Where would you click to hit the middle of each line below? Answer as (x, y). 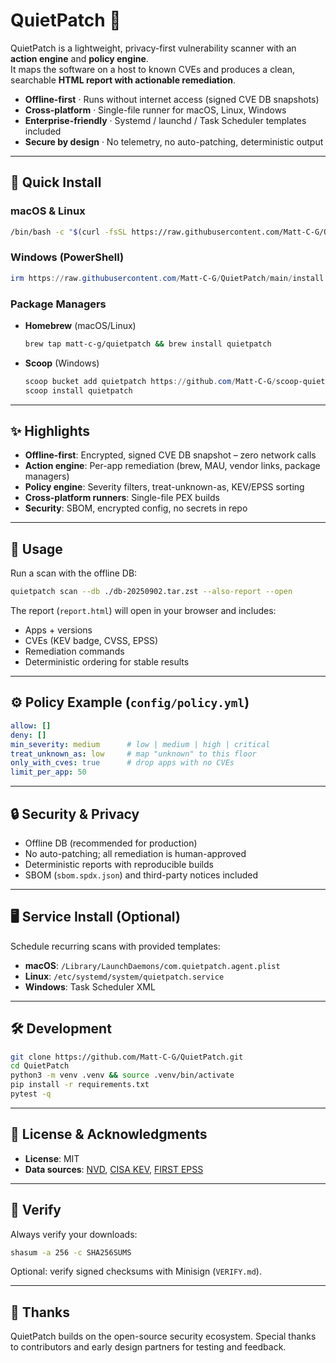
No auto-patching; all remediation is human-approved (135, 853)
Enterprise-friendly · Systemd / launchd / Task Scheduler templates (165, 120)
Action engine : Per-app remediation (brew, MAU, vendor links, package (172, 466)
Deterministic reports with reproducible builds (119, 864)
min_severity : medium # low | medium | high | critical (140, 744)
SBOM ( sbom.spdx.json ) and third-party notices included (141, 875)
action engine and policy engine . (79, 58)
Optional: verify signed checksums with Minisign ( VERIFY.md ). (136, 1271)
